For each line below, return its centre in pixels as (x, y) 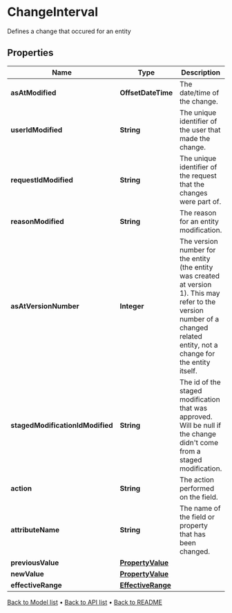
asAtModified (33, 93)
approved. (196, 417)
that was (193, 408)
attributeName (35, 529)
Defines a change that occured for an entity (69, 31)
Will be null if (200, 425)
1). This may (200, 293)
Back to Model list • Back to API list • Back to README (85, 602)
